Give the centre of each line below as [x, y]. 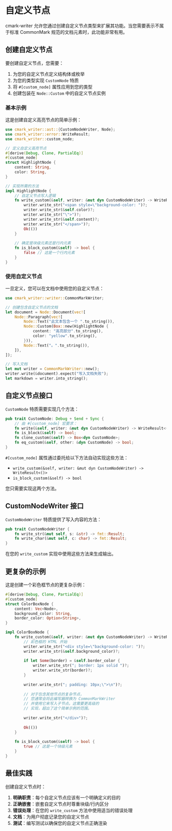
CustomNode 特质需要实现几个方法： [42, 409]
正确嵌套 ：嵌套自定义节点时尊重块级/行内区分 [61, 804]
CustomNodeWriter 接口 [45, 506]
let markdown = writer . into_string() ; [47, 379]
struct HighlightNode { [31, 163]
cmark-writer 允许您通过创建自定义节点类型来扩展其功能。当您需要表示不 [82, 26]
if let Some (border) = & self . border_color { [72, 661]
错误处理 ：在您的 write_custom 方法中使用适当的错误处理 [73, 810]
